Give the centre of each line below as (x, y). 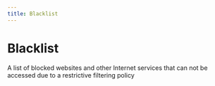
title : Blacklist (33, 14)
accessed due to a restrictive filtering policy (71, 75)
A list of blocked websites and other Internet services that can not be (107, 68)
